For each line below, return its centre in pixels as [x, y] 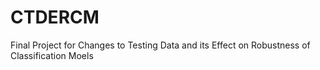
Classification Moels [52, 55]
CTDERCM [55, 17]
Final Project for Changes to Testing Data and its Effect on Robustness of [160, 45]
